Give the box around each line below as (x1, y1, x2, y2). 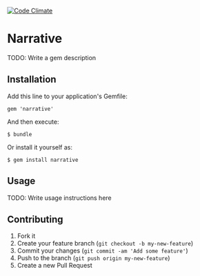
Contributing (7, 213, 63, 225)
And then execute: (7, 118, 59, 126)
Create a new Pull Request (17, 261, 93, 270)
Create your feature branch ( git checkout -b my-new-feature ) (17, 239, 194, 248)
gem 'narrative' (7, 105, 54, 112)
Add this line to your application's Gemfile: (7, 92, 128, 100)
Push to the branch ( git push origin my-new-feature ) (17, 254, 170, 262)
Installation (7, 73, 57, 86)
